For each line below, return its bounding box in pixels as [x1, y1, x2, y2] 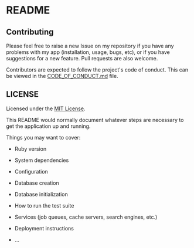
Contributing [6, 27, 54, 37]
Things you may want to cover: [6, 134, 81, 141]
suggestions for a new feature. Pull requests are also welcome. [6, 55, 158, 62]
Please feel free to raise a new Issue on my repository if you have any [6, 42, 174, 49]
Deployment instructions [14, 225, 74, 232]
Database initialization [14, 191, 69, 198]
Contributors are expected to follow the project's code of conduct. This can [6, 66, 189, 73]
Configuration [14, 168, 48, 175]
